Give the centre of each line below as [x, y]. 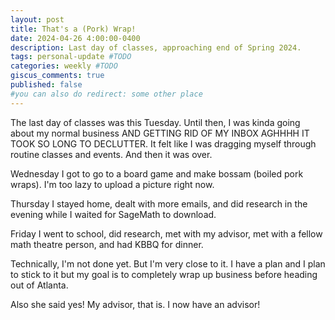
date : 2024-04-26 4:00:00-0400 [75, 38]
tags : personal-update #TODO [71, 57]
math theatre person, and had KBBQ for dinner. [107, 244]
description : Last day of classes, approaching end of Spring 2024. [156, 47]
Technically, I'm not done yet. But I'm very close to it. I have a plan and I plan [168, 263]
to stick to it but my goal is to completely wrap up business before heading [164, 274]
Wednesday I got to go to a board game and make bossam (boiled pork [157, 173]
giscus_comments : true [57, 76]
